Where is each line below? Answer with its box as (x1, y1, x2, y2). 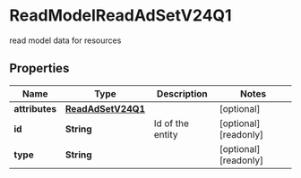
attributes (13, 102, 56, 114)
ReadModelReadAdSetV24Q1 (9, 5, 232, 26)
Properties (9, 61, 70, 76)
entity (153, 128, 178, 140)
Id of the (153, 117, 190, 130)
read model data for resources (9, 35, 122, 46)
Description (156, 87, 208, 99)
